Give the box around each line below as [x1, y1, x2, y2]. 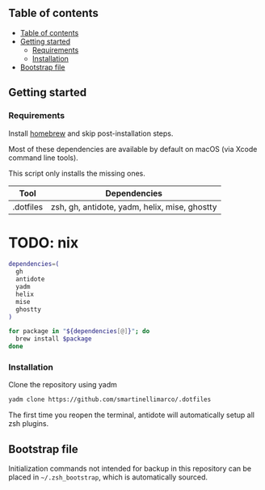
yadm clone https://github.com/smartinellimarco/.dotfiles [8, 395, 212, 403]
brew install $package [15, 335, 92, 343]
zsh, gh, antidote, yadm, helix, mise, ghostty [50, 201, 217, 213]
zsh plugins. [8, 419, 49, 429]
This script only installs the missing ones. [8, 168, 145, 178]
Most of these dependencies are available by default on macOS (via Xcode [8, 144, 258, 154]
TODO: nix [8, 234, 79, 251]
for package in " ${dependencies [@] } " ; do [8, 327, 150, 336]
